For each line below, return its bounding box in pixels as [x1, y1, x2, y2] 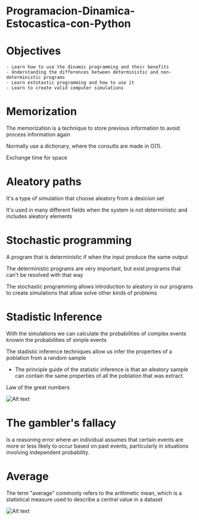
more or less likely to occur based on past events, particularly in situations [6, 442, 189, 449]
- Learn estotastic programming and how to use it [6, 79, 135, 86]
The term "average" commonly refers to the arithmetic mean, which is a [6, 489, 182, 497]
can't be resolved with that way [6, 271, 83, 279]
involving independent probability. [6, 448, 90, 455]
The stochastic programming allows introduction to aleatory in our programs [6, 283, 194, 290]
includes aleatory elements [6, 213, 73, 219]
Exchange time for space [6, 154, 67, 161]
